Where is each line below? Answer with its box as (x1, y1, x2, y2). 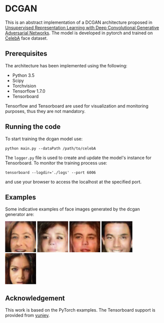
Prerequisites (5, 50, 47, 58)
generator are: (5, 212, 35, 217)
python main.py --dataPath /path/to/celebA (5, 146, 96, 151)
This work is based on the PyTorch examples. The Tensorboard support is (5, 307, 156, 313)
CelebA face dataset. (5, 35, 48, 41)
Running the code (5, 122, 61, 131)
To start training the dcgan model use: (5, 136, 83, 142)
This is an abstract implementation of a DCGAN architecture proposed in (5, 19, 153, 25)
